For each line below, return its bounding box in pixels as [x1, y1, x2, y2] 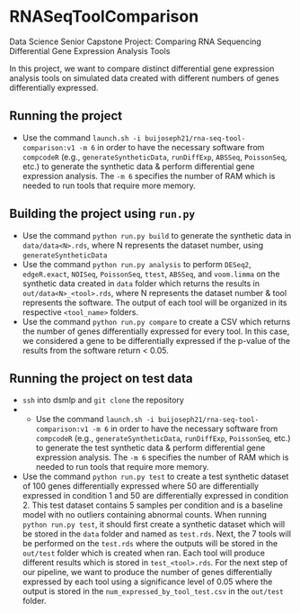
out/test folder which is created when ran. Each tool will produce [22, 547, 265, 559]
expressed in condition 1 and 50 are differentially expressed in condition [22, 491, 289, 501]
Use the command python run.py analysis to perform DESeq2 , [22, 258, 251, 269]
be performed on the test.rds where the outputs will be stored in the [22, 538, 278, 549]
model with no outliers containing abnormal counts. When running [22, 509, 268, 520]
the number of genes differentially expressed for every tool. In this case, [22, 326, 290, 337]
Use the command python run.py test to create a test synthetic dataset [22, 471, 289, 482]
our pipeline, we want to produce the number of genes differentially [22, 567, 272, 578]
